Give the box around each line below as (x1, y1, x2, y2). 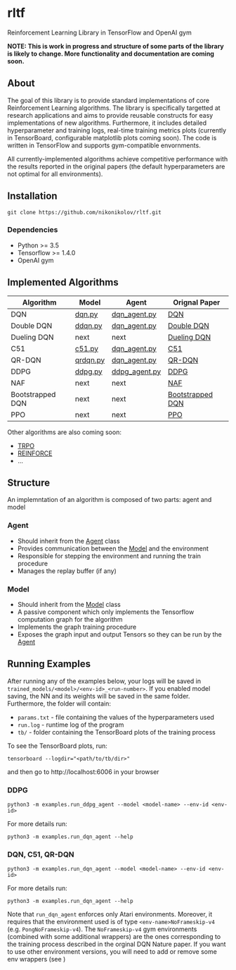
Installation (7, 190, 58, 202)
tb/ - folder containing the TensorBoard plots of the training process (17, 727, 216, 736)
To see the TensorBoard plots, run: (7, 742, 107, 750)
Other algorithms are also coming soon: (7, 428, 122, 436)
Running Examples (7, 658, 91, 670)
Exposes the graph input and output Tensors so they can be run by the (17, 630, 223, 639)
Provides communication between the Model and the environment (17, 544, 209, 553)
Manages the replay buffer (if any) (17, 566, 117, 575)
